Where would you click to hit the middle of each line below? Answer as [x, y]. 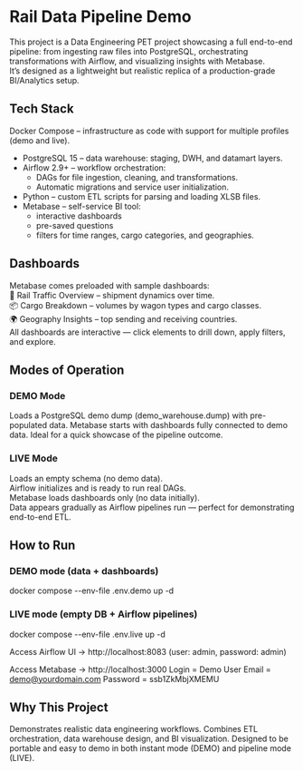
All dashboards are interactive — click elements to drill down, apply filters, [147, 332]
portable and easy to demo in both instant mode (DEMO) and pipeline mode [151, 748]
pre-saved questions [75, 225]
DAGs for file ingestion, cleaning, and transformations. [137, 177]
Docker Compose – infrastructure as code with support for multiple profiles [149, 131]
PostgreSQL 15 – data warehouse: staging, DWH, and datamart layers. [152, 158]
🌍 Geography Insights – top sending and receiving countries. [123, 318]
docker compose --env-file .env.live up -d [87, 634]
